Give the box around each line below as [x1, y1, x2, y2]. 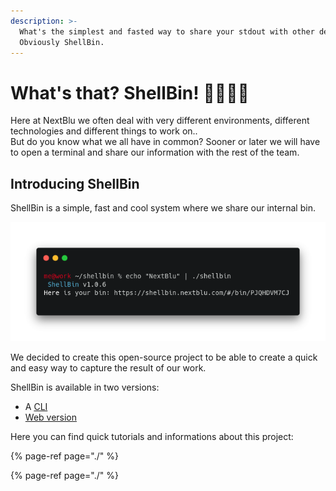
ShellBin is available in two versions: [10, 381, 160, 394]
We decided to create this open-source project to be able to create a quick [10, 351, 318, 364]
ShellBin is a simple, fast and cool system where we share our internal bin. [10, 202, 316, 214]
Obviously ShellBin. [19, 37, 105, 47]
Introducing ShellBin [10, 175, 140, 192]
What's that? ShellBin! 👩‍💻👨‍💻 [10, 81, 250, 104]
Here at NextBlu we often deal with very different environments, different [10, 115, 310, 127]
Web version [24, 411, 78, 424]
